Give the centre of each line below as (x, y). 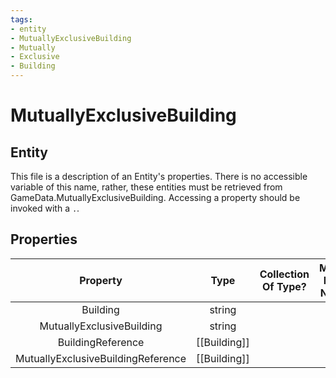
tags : (21, 19)
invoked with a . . (45, 208)
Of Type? (284, 286)
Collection (284, 274)
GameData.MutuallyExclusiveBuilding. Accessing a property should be (155, 197)
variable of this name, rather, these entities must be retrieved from (146, 187)
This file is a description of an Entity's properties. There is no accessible (159, 176)
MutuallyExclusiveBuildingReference (101, 358)
